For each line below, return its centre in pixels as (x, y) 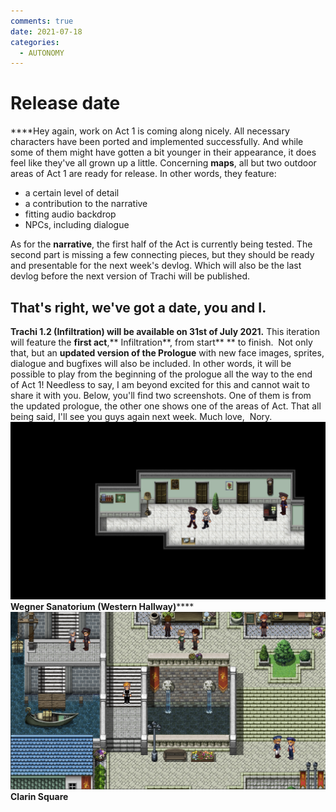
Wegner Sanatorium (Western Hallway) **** (102, 606)
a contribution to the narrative (86, 204)
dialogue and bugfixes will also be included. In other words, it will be (151, 363)
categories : (35, 42)
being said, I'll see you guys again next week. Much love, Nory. (141, 416)
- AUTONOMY (42, 53)
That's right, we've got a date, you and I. (138, 307)
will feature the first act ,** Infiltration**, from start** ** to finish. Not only (161, 342)
